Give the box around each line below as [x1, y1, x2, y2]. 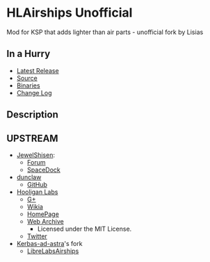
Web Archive [26, 217, 64, 225]
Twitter [26, 231, 48, 240]
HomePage [26, 210, 60, 218]
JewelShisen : [16, 151, 55, 159]
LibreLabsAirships [26, 247, 79, 255]
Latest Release [16, 66, 60, 74]
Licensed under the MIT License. [37, 224, 132, 233]
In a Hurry [6, 48, 51, 60]
